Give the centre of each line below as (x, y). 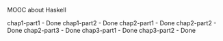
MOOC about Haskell (37, 10)
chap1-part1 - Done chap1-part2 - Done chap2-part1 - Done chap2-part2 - (112, 23)
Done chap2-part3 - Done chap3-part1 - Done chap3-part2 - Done (102, 30)
